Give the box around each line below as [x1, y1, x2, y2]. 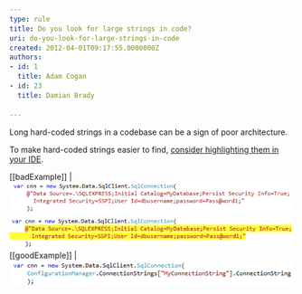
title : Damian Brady [17, 90, 95, 100]
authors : [9, 52, 42, 62]
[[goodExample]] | [9, 250, 77, 261]
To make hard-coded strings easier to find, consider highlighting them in [9, 144, 279, 155]
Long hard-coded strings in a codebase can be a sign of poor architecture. [9, 127, 288, 138]
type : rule [9, 14, 51, 24]
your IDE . [9, 154, 43, 165]
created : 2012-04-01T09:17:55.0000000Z [9, 43, 160, 52]
